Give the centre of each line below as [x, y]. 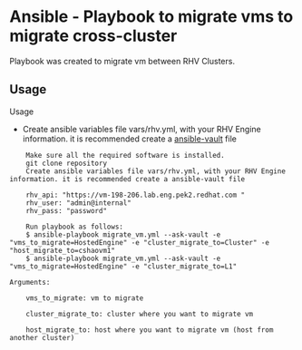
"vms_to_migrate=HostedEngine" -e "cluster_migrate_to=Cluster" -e [140, 242]
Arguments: [30, 282]
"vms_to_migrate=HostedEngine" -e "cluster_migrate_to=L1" [123, 266]
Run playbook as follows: [75, 227]
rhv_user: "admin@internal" [78, 203]
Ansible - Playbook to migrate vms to [151, 17]
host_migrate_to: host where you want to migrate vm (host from [150, 330]
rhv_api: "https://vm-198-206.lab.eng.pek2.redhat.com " [136, 195]
